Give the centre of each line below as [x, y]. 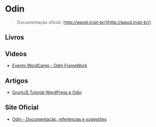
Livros [14, 37]
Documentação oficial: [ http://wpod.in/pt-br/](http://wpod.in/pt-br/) [84, 22]
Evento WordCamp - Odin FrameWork [50, 66]
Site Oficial [22, 107]
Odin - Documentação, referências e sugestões [59, 119]
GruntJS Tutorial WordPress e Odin [47, 92]
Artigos [16, 81]
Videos [16, 54]
